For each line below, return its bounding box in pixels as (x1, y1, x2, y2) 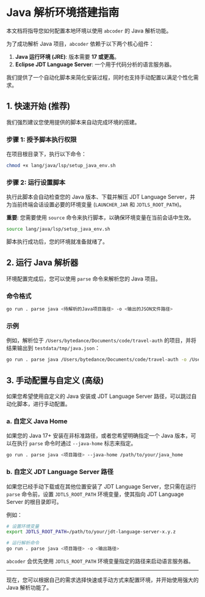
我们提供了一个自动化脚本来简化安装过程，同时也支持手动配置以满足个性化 (6, 73, 193, 81)
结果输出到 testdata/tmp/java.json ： (6, 344, 101, 352)
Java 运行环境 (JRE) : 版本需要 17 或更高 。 (15, 53, 120, 60)
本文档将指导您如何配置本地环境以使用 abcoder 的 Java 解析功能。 (6, 27, 172, 34)
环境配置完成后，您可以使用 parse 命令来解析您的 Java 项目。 (6, 275, 161, 282)
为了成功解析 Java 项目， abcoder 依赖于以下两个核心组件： (6, 40, 154, 47)
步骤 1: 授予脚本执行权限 (6, 135, 77, 144)
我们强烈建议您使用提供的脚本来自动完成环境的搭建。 (6, 118, 140, 126)
